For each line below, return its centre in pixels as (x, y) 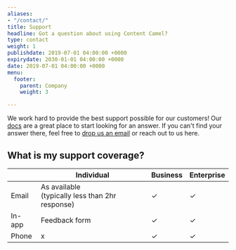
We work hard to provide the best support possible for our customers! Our (115, 118)
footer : (25, 79)
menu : (15, 72)
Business (166, 175)
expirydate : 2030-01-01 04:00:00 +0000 (66, 60)
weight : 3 (34, 92)
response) (58, 204)
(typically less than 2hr (79, 195)
